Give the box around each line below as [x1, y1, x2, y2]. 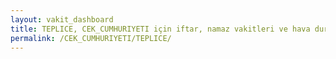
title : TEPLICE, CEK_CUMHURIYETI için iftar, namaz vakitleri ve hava [10, 24, 311, 34]
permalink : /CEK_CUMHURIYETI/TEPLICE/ [10, 33, 172, 43]
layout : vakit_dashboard [10, 14, 114, 25]
